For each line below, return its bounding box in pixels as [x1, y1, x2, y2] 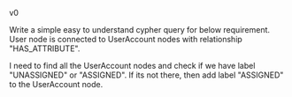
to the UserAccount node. [9, 79, 104, 89]
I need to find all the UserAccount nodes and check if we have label [9, 61, 256, 71]
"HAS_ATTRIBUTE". [9, 43, 81, 54]
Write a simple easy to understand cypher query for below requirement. [9, 25, 271, 34]
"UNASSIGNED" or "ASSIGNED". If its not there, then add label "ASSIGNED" [9, 70, 284, 80]
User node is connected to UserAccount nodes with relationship [9, 34, 243, 44]
